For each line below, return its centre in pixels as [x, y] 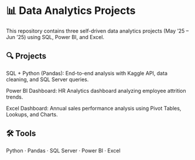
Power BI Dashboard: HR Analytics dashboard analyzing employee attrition [96, 91]
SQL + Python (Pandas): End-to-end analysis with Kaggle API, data [87, 73]
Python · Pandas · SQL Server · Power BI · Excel [64, 150]
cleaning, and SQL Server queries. [47, 79]
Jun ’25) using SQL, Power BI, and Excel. [55, 37]
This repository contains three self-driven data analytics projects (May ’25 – [97, 31]
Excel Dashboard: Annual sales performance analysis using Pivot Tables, [94, 108]
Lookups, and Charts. [32, 114]
